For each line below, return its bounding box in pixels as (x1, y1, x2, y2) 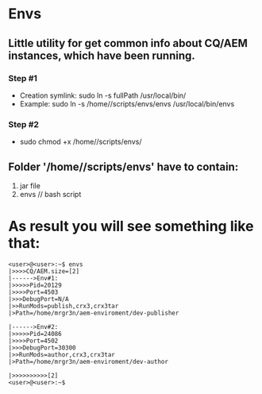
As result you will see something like (8, 218, 254, 235)
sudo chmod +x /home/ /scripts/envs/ (19, 137, 142, 147)
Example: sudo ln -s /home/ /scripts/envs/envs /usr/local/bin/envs (19, 98, 235, 108)
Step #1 (8, 72, 38, 83)
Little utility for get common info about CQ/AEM (8, 37, 249, 50)
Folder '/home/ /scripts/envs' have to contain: (8, 160, 239, 173)
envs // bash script (19, 189, 82, 199)
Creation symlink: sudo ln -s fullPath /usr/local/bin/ (19, 91, 187, 100)
